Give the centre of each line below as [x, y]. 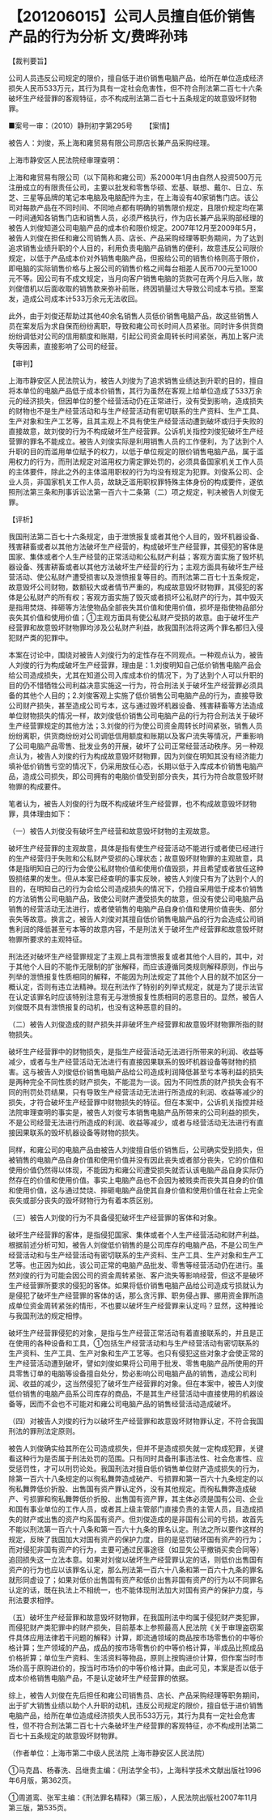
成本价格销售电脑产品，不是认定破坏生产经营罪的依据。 [100, 1678]
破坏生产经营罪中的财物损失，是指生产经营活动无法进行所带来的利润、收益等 [136, 1051]
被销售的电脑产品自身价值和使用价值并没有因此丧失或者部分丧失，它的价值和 [136, 1159]
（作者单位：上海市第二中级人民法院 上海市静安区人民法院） [108, 1753]
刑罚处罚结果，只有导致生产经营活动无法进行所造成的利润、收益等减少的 [143, 1092]
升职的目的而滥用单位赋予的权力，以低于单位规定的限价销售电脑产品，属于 [132, 451]
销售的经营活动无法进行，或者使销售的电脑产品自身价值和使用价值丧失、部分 [136, 908]
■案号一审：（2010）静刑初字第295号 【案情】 [91, 125]
